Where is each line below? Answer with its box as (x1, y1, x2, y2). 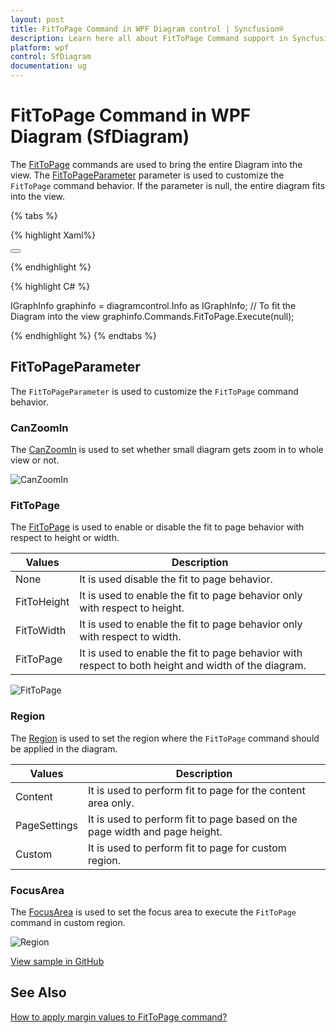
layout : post (10, 14, 65, 25)
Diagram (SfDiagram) (10, 126, 190, 148)
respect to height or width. (10, 532, 120, 544)
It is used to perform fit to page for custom (88, 841, 287, 855)
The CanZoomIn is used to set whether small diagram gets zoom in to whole (10, 444, 324, 456)
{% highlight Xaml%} (10, 229, 97, 241)
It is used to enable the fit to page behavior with (79, 646, 303, 660)
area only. (88, 796, 135, 810)
